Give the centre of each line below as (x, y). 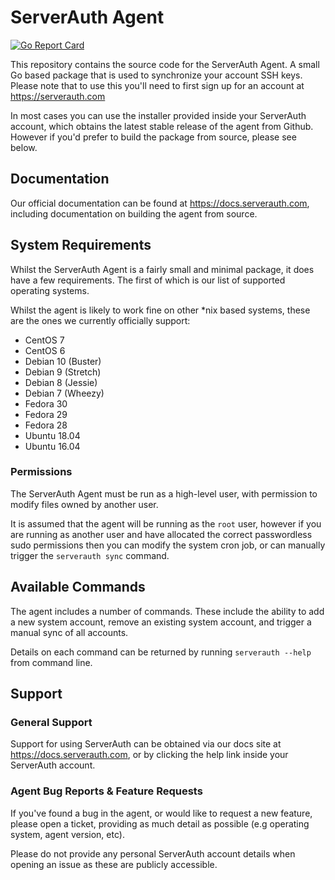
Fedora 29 (46, 414)
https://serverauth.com (58, 96)
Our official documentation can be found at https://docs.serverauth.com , (160, 203)
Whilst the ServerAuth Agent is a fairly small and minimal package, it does (162, 269)
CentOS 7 (44, 340)
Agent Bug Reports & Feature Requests (106, 791)
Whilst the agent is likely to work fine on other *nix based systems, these (160, 310)
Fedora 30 (46, 403)
